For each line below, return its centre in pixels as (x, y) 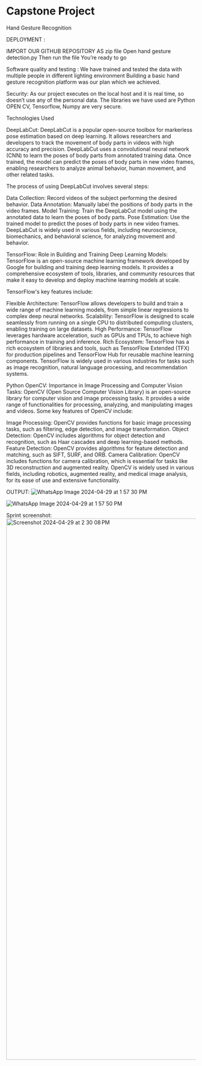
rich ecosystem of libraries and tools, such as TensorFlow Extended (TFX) (98, 348)
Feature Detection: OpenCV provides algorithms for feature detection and (97, 448)
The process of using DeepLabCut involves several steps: (78, 186)
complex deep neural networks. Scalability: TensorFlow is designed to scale (100, 316)
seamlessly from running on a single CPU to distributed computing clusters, (100, 322)
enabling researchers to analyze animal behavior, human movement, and (96, 168)
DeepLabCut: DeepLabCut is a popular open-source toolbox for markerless (99, 129)
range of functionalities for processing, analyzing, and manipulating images (99, 404)
